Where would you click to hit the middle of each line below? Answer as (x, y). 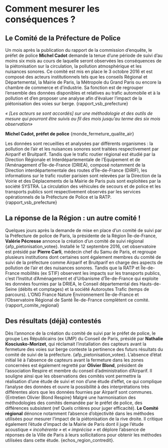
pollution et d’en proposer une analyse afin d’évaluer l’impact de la (74, 98)
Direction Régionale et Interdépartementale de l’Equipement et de (73, 160)
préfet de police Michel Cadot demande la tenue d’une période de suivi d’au (84, 55)
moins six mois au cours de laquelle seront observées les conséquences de (83, 61)
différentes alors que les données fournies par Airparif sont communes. (79, 392)
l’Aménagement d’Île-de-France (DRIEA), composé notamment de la (75, 165)
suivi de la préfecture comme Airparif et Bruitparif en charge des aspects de (84, 262)
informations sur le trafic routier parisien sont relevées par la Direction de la (83, 176)
